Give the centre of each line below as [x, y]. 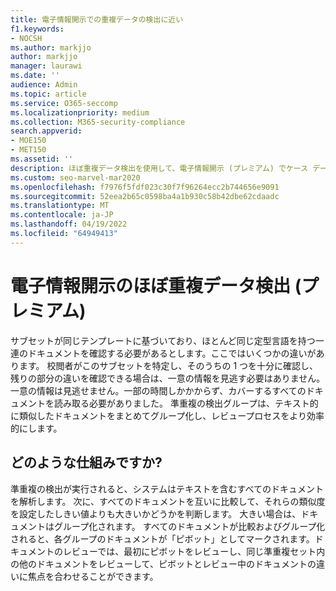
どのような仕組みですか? [86, 462]
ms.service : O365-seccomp [64, 103]
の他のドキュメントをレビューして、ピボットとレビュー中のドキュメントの [163, 563]
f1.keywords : [37, 29]
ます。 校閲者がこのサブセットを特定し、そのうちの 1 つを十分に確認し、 [168, 365]
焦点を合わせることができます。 [93, 576]
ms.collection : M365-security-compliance [98, 122]
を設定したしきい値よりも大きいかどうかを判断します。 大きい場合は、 [156, 513]
